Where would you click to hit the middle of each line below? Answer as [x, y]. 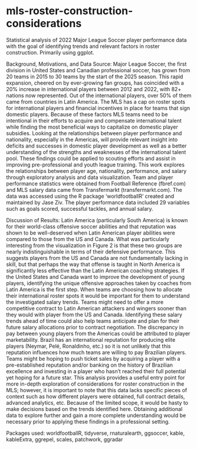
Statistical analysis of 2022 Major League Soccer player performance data [96, 40]
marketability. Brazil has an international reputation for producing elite [91, 339]
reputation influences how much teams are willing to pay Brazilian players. [96, 352]
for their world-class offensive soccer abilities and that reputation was [91, 226]
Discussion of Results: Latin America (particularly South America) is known [97, 220]
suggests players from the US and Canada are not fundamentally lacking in [97, 258]
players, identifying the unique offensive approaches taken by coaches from [99, 283]
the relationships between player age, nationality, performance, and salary [96, 171]
